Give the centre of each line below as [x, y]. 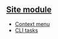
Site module [29, 10]
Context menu [32, 24]
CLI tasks [26, 30]
